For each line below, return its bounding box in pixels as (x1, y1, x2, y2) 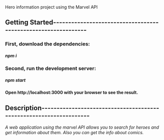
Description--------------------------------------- (5, 104, 160, 112)
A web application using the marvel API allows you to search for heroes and (5, 124, 160, 130)
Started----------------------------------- (29, 18, 159, 26)
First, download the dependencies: (5, 41, 90, 47)
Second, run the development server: (5, 65, 96, 72)
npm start (5, 77, 26, 83)
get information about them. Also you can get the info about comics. (5, 130, 144, 136)
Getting (5, 18, 28, 26)
